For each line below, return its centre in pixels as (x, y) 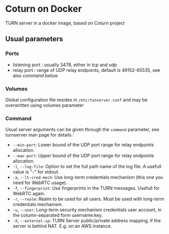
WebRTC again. (29, 194)
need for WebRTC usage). (40, 183)
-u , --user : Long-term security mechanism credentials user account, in (87, 210)
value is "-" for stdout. (36, 172)
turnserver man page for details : (40, 135)
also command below (35, 75)
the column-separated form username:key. (58, 215)
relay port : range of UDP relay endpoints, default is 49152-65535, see (86, 70)
